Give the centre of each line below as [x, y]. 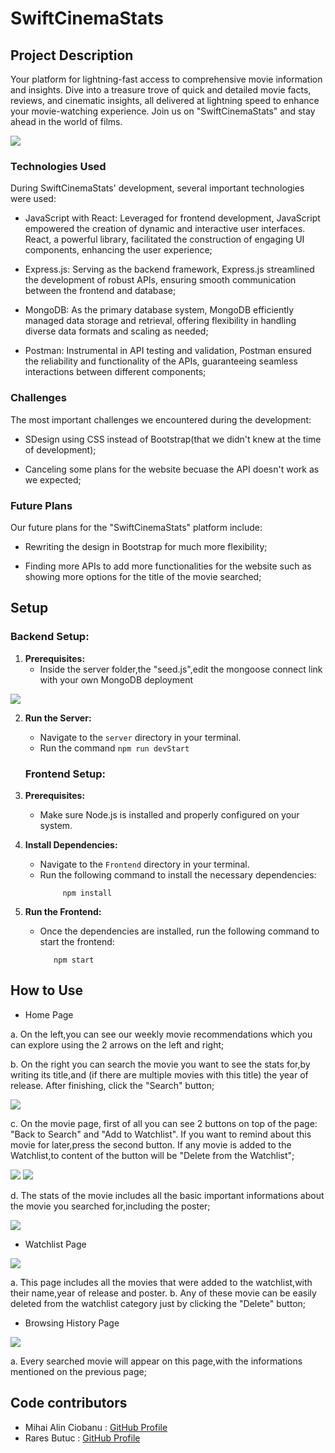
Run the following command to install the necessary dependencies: [178, 874]
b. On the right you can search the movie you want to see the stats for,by [160, 1064]
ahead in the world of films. [66, 121]
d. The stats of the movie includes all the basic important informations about [167, 1195]
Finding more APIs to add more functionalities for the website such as [168, 566]
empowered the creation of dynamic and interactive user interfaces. [165, 229]
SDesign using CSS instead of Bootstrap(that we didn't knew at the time [173, 439]
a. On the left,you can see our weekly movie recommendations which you [161, 1034]
